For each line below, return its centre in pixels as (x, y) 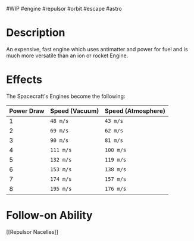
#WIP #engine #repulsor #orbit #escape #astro (64, 9)
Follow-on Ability (49, 216)
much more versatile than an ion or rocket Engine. (67, 55)
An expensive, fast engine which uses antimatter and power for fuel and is (97, 49)
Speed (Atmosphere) (135, 111)
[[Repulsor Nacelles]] (32, 231)
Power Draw (27, 111)
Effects (24, 80)
